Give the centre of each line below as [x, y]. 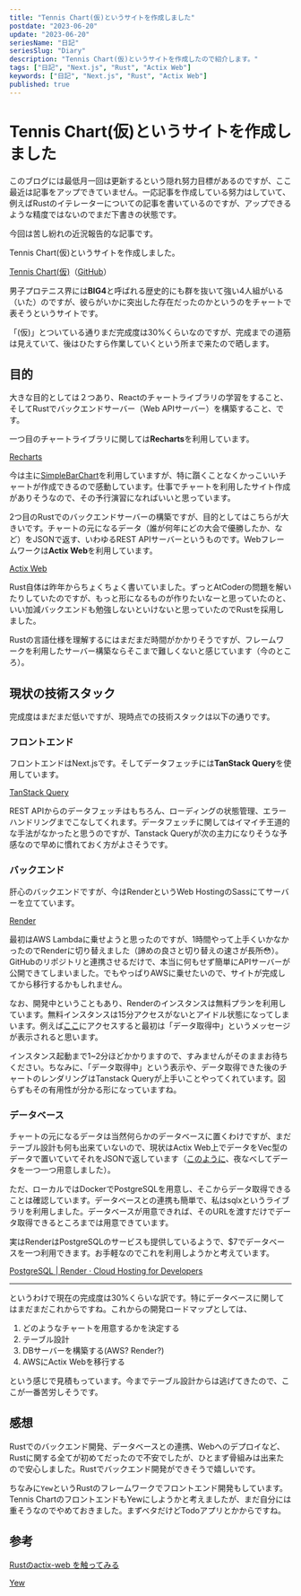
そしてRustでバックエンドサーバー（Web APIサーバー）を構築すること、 [143, 408]
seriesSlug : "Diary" [48, 51]
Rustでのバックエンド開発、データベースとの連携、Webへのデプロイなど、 [147, 1446]
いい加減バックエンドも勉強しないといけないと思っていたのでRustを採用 [143, 609]
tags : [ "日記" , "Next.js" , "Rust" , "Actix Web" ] [100, 68]
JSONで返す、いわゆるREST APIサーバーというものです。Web [147, 539]
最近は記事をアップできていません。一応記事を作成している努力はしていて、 [150, 192]
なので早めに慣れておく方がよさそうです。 [95, 845]
